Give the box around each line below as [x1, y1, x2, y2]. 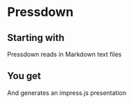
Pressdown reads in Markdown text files [7, 50, 122, 58]
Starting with [7, 32, 64, 44]
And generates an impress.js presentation [7, 88, 127, 97]
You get [7, 70, 42, 82]
